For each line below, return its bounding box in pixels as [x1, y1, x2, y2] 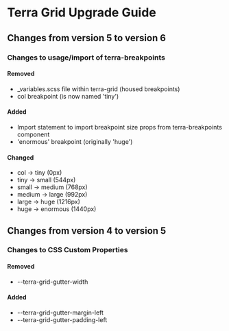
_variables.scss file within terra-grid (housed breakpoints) [16, 84, 180, 93]
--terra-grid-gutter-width [16, 278, 88, 286]
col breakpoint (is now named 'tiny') [16, 92, 119, 100]
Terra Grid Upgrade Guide [7, 5, 156, 21]
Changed [7, 153, 34, 162]
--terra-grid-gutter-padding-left [16, 315, 108, 323]
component [16, 130, 50, 138]
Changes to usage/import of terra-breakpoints [7, 53, 166, 62]
